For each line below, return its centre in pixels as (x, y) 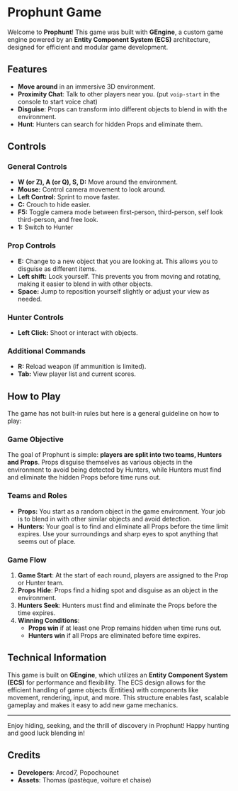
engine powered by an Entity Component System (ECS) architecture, (109, 39)
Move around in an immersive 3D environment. (86, 87)
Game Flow (27, 560)
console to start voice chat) (57, 101)
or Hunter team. (41, 583)
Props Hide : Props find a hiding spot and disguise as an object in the (118, 590)
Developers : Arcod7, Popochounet (68, 772)
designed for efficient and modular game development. (88, 47)
